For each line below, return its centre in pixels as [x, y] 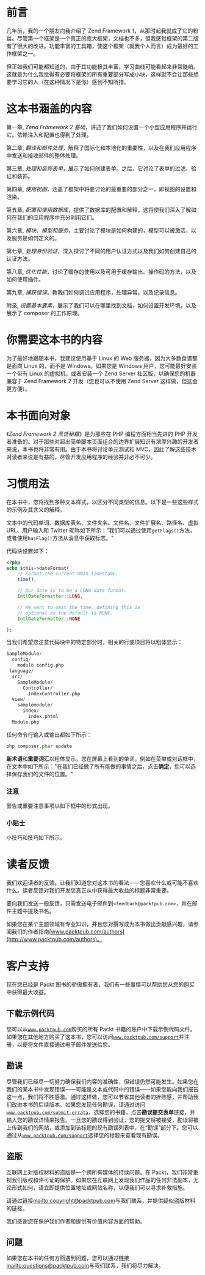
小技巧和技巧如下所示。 [36, 838]
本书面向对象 [39, 416]
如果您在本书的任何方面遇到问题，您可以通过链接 [68, 1258]
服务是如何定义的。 [35, 238]
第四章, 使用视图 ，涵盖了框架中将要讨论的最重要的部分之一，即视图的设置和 [101, 189]
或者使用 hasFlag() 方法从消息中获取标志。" [60, 538]
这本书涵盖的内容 [49, 109]
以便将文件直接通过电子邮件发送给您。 [65, 1044]
